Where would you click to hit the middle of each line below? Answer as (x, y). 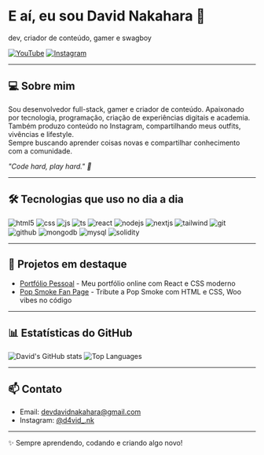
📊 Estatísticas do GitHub (70, 333)
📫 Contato (35, 389)
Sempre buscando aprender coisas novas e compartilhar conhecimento (124, 142)
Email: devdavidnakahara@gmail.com (80, 412)
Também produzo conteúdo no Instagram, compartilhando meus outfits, (125, 126)
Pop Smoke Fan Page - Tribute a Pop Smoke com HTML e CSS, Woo (130, 291)
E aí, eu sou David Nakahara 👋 (107, 16)
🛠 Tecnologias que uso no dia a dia (96, 200)
